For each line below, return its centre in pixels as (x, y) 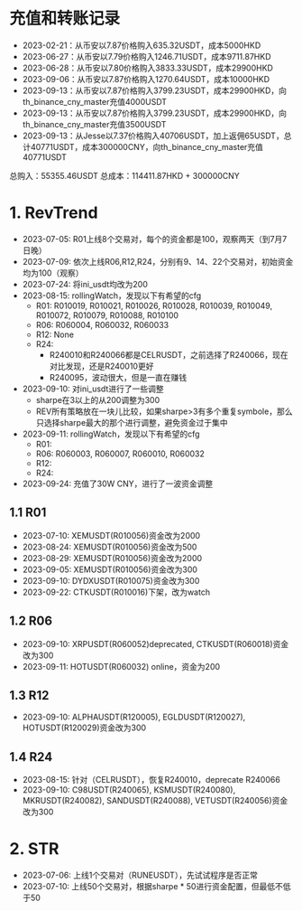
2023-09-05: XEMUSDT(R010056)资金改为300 (110, 569)
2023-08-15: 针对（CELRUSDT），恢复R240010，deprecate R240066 (151, 780)
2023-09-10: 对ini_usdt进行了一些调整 (93, 389)
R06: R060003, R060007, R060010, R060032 (120, 454)
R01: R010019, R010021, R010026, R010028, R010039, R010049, (154, 305)
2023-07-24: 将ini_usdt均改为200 (85, 284)
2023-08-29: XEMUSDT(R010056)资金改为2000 (112, 558)
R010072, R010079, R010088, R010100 (107, 315)
